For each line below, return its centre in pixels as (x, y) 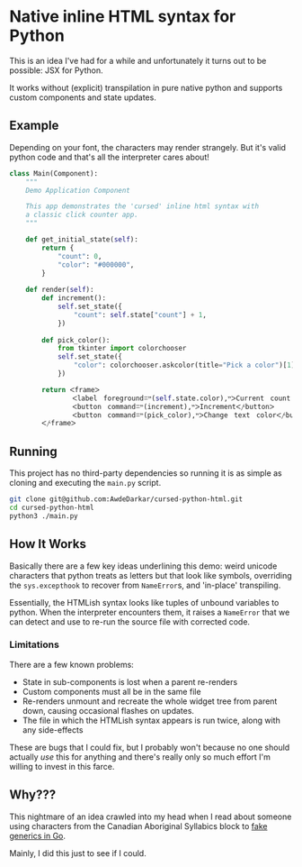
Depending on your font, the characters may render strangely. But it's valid (147, 147)
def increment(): (74, 298)
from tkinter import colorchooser (122, 349)
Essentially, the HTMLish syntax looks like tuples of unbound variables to (144, 602)
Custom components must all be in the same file (111, 691)
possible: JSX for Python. (56, 70)
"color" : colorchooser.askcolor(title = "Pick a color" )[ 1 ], (186, 365)
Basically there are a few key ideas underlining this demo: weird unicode (143, 566)
